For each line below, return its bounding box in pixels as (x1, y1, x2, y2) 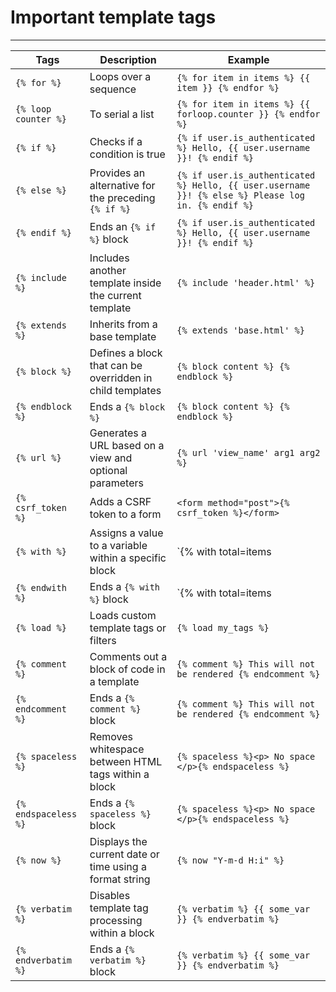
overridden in (89, 371, 153, 385)
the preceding (89, 191, 156, 205)
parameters (89, 476, 144, 490)
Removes (89, 729, 133, 743)
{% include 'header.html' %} (176, 277, 316, 288)
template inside (89, 276, 162, 290)
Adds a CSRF (89, 494, 152, 508)
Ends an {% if (89, 219, 157, 233)
